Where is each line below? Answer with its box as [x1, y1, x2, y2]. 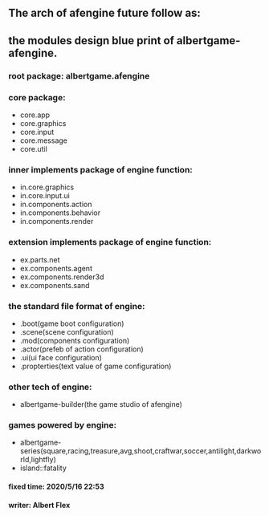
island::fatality [19, 463, 67, 473]
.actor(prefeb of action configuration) [19, 344, 145, 354]
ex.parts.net [19, 254, 60, 264]
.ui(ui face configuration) [19, 352, 103, 362]
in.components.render [19, 217, 94, 226]
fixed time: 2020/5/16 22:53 [8, 481, 104, 492]
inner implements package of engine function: [8, 164, 193, 175]
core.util [19, 144, 48, 153]
